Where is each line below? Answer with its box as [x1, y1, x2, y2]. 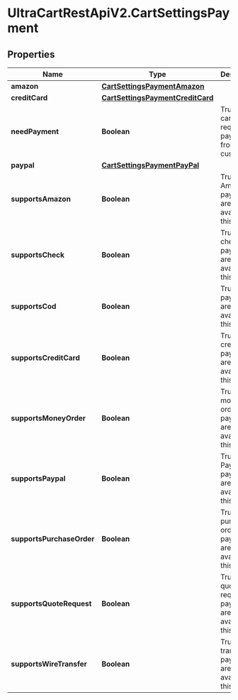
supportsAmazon [11, 194, 71, 204]
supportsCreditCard [11, 353, 80, 363]
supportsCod [11, 302, 57, 311]
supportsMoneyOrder [11, 413, 86, 423]
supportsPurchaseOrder [11, 534, 95, 544]
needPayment [11, 126, 59, 136]
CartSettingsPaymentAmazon [101, 82, 205, 91]
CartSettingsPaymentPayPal [101, 160, 200, 170]
